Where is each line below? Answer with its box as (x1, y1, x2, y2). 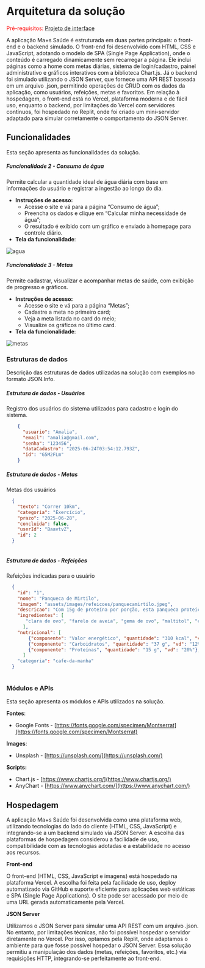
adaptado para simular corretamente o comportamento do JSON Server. (6, 115, 188, 122)
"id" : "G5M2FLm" (22, 452, 64, 458)
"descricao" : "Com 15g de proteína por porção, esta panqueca (17, 607, 179, 613)
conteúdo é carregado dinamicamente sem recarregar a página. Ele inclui (6, 56, 191, 63)
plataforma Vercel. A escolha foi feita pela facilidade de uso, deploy (6, 879, 176, 886)
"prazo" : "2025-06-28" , (17, 515, 78, 521)
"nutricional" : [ (17, 629, 62, 635)
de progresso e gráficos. (6, 283, 68, 290)
